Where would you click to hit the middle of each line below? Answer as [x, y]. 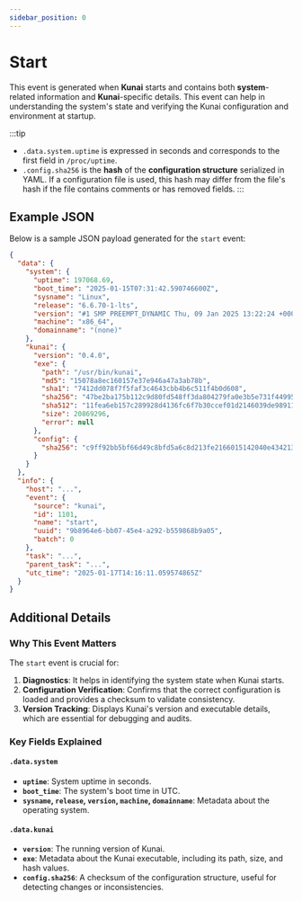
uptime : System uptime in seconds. [87, 781]
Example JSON [52, 217]
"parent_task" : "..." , [68, 564]
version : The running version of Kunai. [93, 849]
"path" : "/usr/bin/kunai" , [92, 372]
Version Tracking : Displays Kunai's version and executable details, [147, 709]
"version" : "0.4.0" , [71, 355]
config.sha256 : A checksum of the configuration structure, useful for [149, 878]
